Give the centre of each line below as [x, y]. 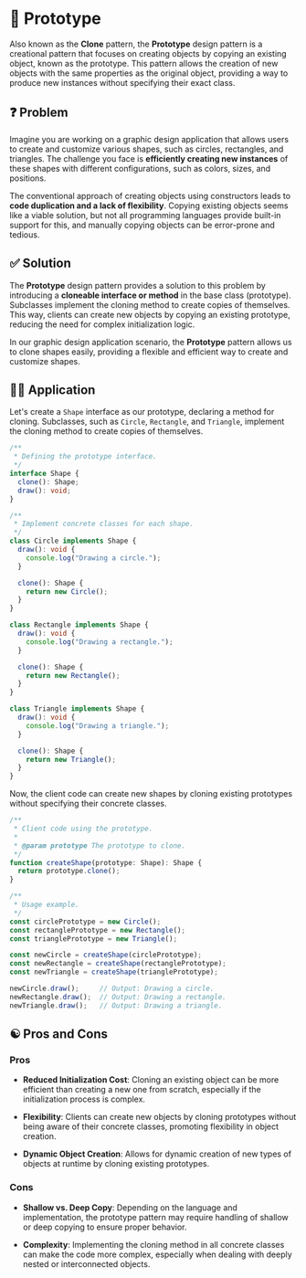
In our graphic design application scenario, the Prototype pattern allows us [151, 342]
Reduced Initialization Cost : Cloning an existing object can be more [151, 1080]
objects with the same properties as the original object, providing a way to [149, 73]
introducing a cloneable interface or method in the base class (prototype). [150, 295]
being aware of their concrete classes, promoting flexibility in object [151, 1126]
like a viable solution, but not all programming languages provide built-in [145, 215]
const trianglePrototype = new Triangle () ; [94, 939]
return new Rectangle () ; [73, 675]
